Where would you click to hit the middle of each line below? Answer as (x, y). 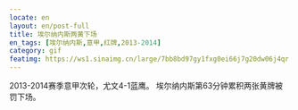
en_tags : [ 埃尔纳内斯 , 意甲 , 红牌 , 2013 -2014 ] (85, 42)
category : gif (36, 51)
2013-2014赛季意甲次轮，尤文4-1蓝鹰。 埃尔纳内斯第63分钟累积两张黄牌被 (146, 85)
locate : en (29, 17)
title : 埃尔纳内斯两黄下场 (54, 34)
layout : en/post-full (50, 26)
